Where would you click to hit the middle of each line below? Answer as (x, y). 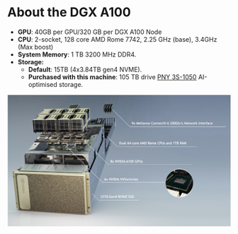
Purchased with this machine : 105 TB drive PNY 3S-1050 (112, 77)
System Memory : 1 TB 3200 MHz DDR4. (77, 54)
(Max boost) (35, 47)
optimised (43, 84)
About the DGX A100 (69, 12)
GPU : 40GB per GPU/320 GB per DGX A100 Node (90, 32)
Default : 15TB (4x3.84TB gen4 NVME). (85, 69)
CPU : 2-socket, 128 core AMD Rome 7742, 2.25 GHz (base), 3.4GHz (117, 39)
